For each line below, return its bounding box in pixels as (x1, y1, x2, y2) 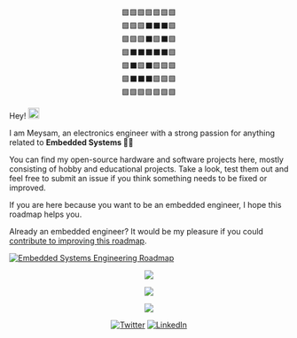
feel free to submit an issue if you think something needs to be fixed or (9, 173, 268, 183)
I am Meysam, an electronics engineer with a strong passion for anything (9, 127, 276, 138)
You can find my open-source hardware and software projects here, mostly (9, 154, 284, 165)
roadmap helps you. (9, 209, 82, 219)
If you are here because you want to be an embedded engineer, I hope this (9, 200, 282, 210)
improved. (9, 182, 46, 193)
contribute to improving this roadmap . (9, 235, 147, 246)
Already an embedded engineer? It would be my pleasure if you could (9, 227, 264, 236)
